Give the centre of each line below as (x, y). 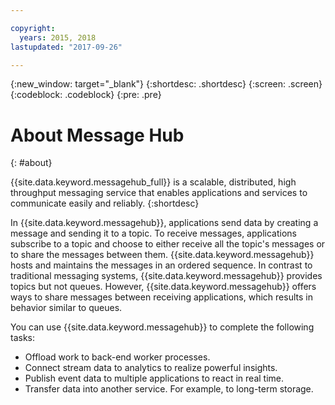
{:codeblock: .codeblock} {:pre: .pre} (86, 95)
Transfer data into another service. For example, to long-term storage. (169, 389)
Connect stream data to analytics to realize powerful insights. (151, 368)
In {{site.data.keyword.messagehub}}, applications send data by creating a (164, 223)
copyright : (33, 28)
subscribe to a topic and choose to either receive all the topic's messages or (168, 244)
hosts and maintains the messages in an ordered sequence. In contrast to (161, 265)
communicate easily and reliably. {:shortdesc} (105, 203)
